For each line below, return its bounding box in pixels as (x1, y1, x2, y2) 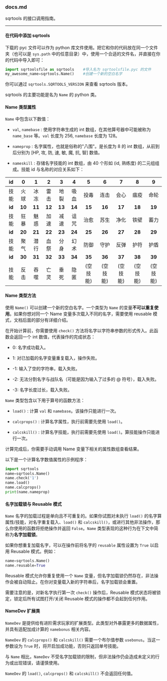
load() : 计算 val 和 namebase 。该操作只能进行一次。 (12, 408, 119, 414)
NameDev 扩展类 (5, 608, 40, 614)
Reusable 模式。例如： (10, 548, 57, 554)
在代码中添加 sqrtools (5, 32, 50, 38)
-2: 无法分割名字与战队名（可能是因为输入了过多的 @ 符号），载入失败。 (12, 376, 159, 382)
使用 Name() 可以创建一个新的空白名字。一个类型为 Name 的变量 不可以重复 (5, 304, 155, 310)
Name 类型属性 (5, 104, 36, 110)
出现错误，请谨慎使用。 (13, 660, 62, 666)
